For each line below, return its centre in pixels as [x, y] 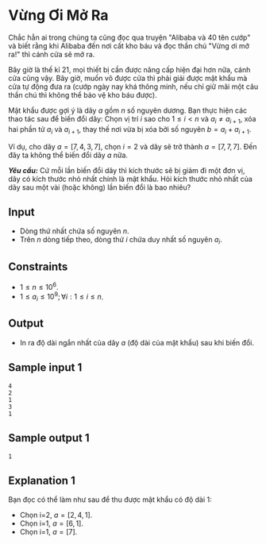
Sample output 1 [49, 438]
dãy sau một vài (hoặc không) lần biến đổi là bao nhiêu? [100, 187]
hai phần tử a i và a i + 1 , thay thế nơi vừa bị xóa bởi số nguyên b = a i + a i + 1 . [130, 130]
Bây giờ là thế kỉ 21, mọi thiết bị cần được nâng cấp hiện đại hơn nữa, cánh [129, 69]
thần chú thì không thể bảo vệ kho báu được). [83, 95]
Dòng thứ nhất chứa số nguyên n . [74, 231]
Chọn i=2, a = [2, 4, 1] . [56, 515]
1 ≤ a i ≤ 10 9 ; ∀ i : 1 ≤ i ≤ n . [62, 297]
